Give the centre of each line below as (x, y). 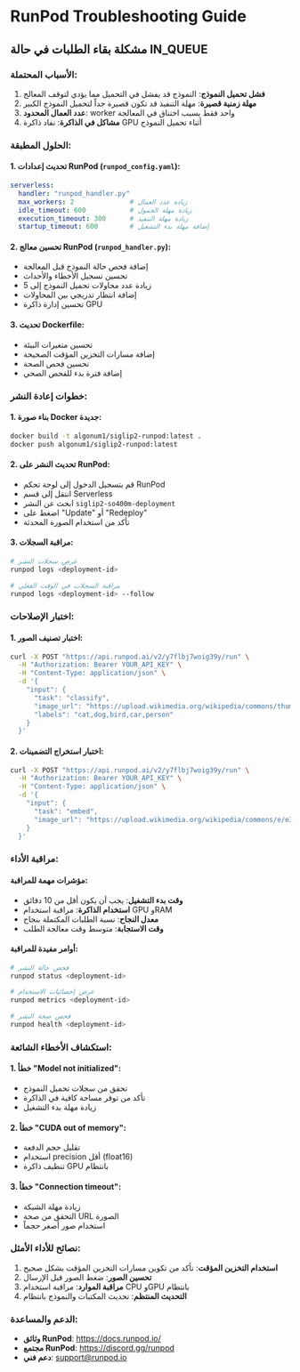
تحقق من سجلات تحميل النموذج (75, 1088)
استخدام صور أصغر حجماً (64, 1225)
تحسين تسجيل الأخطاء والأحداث (75, 276)
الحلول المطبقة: (41, 145)
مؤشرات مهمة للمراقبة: (49, 880)
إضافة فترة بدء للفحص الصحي (73, 373)
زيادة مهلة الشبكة (52, 1207)
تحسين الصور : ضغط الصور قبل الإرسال (87, 1277)
